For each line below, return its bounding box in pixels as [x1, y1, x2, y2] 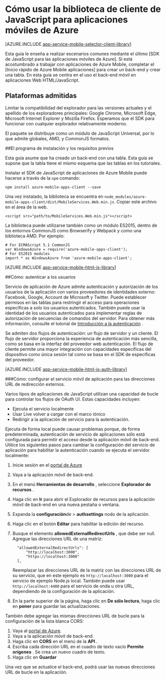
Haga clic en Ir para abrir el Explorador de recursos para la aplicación [12, 496, 155, 502]
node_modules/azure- [104, 194, 147, 199]
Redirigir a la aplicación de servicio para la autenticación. [12, 416, 130, 422]
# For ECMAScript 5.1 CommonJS [5, 242, 70, 247]
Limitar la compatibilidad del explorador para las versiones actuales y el [5, 104, 152, 110]
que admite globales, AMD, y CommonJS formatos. [5, 135, 110, 141]
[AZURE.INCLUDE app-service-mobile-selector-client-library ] [5, 41, 132, 47]
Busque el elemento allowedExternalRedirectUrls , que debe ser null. [12, 530, 156, 536]
